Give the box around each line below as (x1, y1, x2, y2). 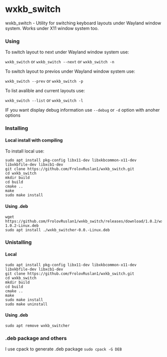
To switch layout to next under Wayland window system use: (5, 49, 129, 55)
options (5, 112, 21, 118)
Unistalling (5, 239, 32, 246)
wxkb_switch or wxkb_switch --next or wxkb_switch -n (5, 59, 114, 65)
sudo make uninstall (5, 302, 48, 307)
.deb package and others (5, 335, 67, 342)
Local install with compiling (5, 137, 63, 143)
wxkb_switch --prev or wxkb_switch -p (5, 78, 83, 84)
